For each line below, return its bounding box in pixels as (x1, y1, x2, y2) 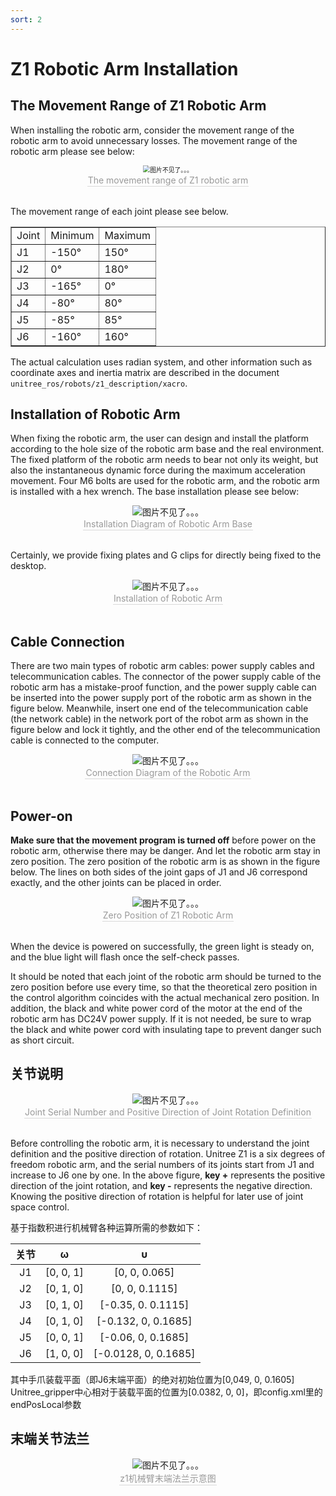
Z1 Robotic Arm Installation (10, 57, 239, 80)
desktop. (10, 560, 47, 572)
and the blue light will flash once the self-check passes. (10, 951, 240, 963)
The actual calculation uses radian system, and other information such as (10, 356, 313, 368)
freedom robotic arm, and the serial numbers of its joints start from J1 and (10, 1158, 315, 1170)
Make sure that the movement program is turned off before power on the (10, 834, 317, 846)
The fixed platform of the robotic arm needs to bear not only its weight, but (10, 454, 319, 466)
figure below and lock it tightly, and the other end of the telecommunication (10, 724, 321, 736)
